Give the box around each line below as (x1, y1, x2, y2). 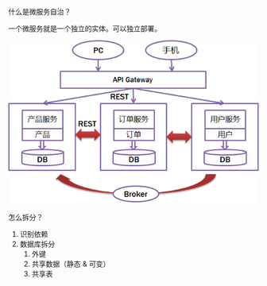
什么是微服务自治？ (8, 7, 72, 16)
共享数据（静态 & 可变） (31, 259, 110, 269)
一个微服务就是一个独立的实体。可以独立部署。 (8, 24, 161, 33)
